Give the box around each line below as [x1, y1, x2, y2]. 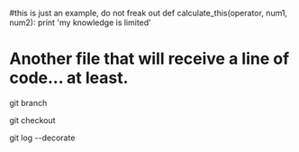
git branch [9, 97, 48, 108]
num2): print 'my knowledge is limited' [9, 17, 151, 28]
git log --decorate [9, 132, 76, 143]
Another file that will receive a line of [9, 49, 290, 69]
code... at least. [9, 67, 129, 88]
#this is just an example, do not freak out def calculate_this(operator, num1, [9, 8, 288, 18]
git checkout [9, 114, 56, 125]
